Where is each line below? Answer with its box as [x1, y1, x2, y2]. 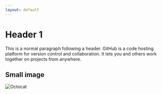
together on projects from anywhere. [5, 56, 82, 62]
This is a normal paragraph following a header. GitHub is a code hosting [5, 45, 154, 51]
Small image [5, 70, 45, 79]
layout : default [5, 7, 39, 12]
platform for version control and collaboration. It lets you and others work [5, 50, 157, 56]
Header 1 [5, 28, 43, 40]
